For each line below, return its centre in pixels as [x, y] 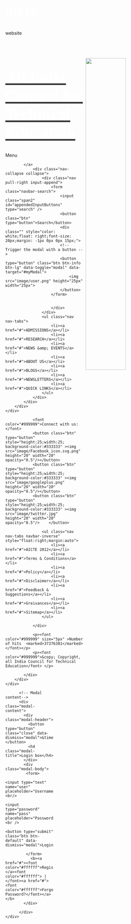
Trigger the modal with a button [41, 250]
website [14, 33]
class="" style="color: [31, 232]
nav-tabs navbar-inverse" [33, 536]
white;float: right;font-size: [38, 236]
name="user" [18, 787]
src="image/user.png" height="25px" [44, 281]
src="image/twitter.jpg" [32, 514]
